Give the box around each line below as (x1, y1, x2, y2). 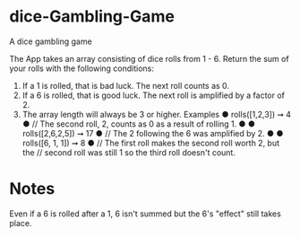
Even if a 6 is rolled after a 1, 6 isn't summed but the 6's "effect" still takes (9, 208, 282, 219)
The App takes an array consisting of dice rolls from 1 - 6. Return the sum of (9, 53, 289, 64)
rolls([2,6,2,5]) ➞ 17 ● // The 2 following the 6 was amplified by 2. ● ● (21, 127, 284, 138)
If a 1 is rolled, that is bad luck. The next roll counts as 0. (21, 80, 230, 91)
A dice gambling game (9, 36, 92, 47)
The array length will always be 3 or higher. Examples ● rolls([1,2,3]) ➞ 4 (21, 109, 292, 119)
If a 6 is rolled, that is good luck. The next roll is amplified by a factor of (21, 90, 285, 101)
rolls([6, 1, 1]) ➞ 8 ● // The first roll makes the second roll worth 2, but (21, 137, 280, 148)
